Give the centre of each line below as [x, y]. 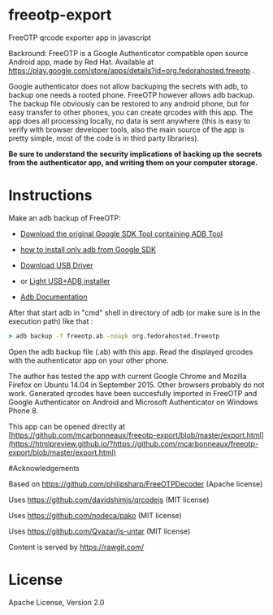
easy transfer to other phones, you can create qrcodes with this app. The [131, 112]
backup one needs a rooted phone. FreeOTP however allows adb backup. [132, 94]
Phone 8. [24, 410]
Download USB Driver [56, 265]
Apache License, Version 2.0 [56, 602]
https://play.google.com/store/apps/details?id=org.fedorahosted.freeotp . [131, 70]
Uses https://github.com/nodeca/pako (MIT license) [95, 515]
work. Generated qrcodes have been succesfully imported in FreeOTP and [133, 393]
